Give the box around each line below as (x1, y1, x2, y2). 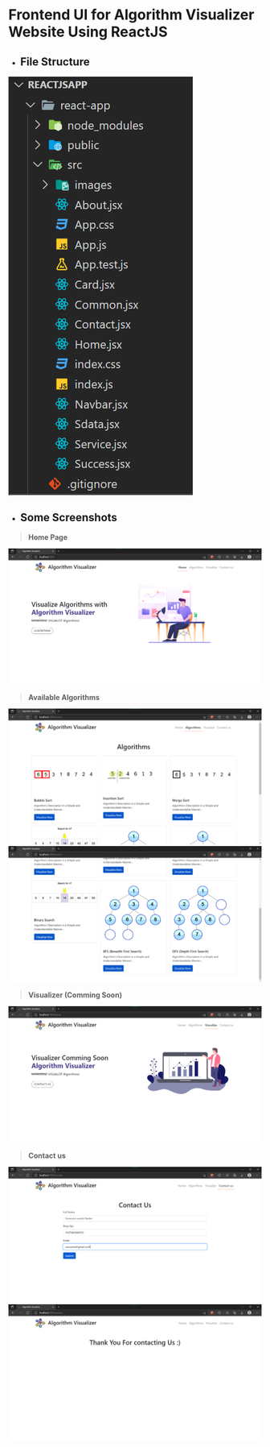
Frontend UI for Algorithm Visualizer (8, 6, 255, 24)
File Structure (19, 55, 90, 68)
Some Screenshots (19, 511, 118, 524)
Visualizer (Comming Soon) (27, 990, 123, 1000)
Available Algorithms (27, 693, 100, 703)
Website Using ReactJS (8, 23, 168, 41)
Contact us (27, 1151, 67, 1160)
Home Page (27, 532, 68, 541)
